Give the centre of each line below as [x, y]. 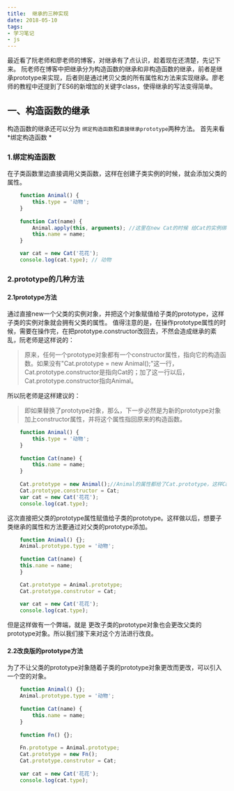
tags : [15, 26]
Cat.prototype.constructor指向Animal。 [80, 381]
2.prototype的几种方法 [46, 279]
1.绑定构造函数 [31, 157]
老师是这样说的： [50, 340]
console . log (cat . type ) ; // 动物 [65, 260]
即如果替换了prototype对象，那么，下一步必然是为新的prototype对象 [123, 410]
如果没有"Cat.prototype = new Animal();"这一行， [107, 364]
